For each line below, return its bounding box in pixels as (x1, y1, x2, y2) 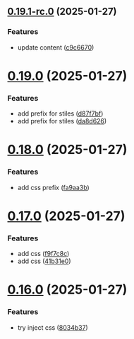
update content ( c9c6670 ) (17, 43, 95, 52)
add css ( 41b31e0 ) (17, 257, 72, 265)
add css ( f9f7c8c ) (17, 250, 70, 258)
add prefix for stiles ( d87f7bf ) (17, 109, 104, 118)
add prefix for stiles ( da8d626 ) (17, 117, 107, 126)
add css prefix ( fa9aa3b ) (17, 183, 90, 191)
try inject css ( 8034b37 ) (17, 323, 88, 332)
